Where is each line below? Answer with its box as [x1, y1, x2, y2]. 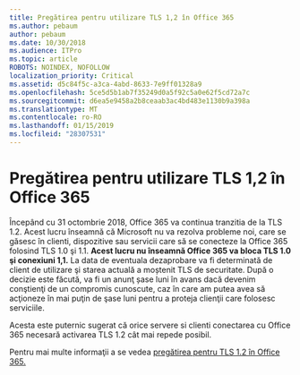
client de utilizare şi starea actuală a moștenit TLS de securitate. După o [9, 264, 274, 275]
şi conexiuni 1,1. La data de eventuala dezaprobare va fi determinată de [9, 254, 273, 265]
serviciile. [9, 302, 45, 313]
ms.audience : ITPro [9, 47, 82, 55]
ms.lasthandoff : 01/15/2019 [9, 122, 115, 131]
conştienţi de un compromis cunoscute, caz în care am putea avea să [9, 283, 266, 294]
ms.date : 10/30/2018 [9, 38, 87, 47]
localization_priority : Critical [9, 72, 134, 81]
